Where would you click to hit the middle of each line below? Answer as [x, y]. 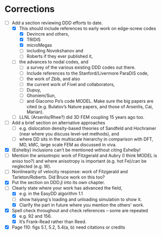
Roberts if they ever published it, [60, 56]
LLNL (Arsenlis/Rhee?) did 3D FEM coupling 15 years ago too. [82, 117]
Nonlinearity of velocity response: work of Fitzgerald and [70, 172]
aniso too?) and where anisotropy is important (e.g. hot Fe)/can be [79, 161]
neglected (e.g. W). [31, 166]
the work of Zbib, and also [53, 79]
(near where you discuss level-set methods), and [69, 134]
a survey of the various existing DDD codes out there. [81, 67]
